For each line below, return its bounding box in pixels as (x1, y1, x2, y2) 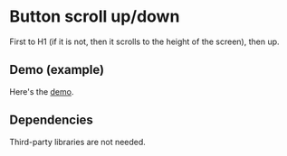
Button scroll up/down (9, 6, 180, 27)
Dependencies (9, 113, 93, 128)
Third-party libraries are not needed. (9, 136, 147, 147)
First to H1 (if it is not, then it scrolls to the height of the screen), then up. (9, 36, 280, 47)
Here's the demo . (9, 86, 74, 96)
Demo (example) (9, 62, 105, 78)
